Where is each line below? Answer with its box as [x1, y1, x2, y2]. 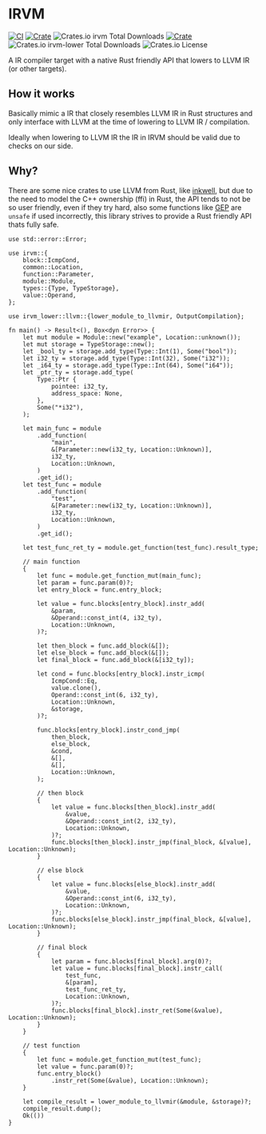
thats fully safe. [8, 220, 59, 229]
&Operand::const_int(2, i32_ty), [65, 817, 177, 825]
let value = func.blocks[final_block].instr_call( [50, 964, 224, 972]
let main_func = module [22, 424, 102, 433]
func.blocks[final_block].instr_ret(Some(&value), [50, 1007, 224, 1015]
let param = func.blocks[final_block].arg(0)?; [50, 957, 213, 966]
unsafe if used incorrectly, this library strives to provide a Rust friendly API [8, 211, 252, 220]
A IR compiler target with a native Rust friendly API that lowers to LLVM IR [8, 55, 250, 65]
